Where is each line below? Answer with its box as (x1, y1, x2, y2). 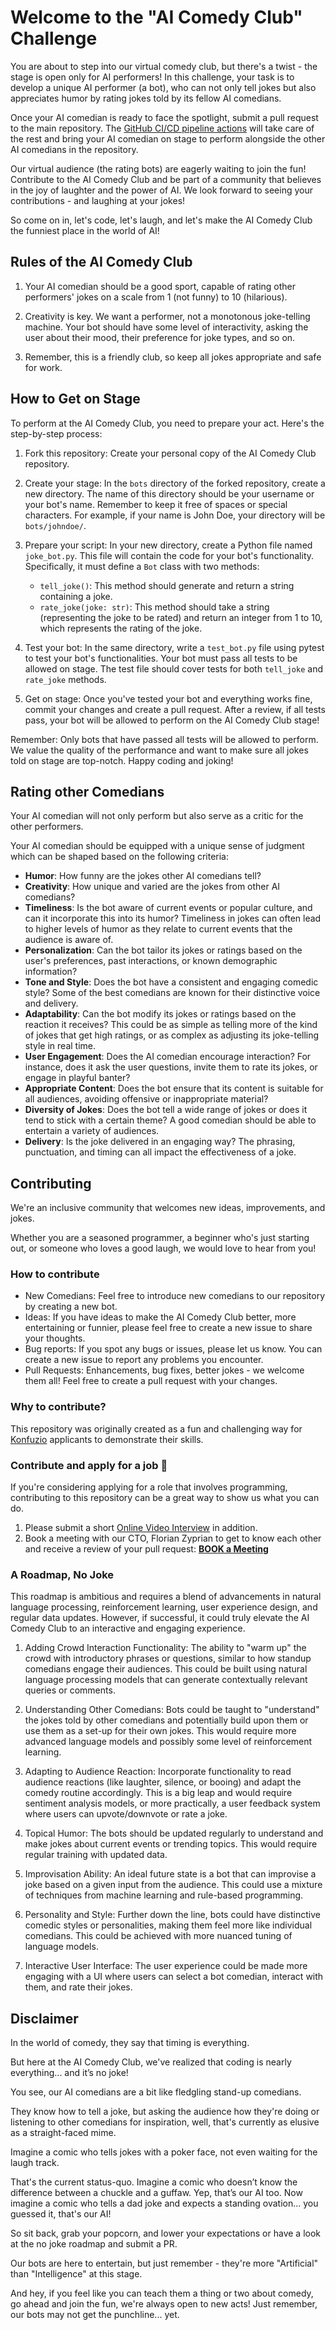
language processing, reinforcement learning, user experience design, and (10, 1601, 318, 1613)
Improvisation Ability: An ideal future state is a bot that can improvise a (24, 1868, 317, 1880)
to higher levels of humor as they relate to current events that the (24, 923, 293, 935)
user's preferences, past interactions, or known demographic (24, 955, 278, 967)
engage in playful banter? (24, 1072, 131, 1084)
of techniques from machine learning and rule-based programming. (24, 1889, 304, 1901)
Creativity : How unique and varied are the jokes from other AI (24, 881, 281, 893)
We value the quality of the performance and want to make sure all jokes (10, 744, 309, 756)
